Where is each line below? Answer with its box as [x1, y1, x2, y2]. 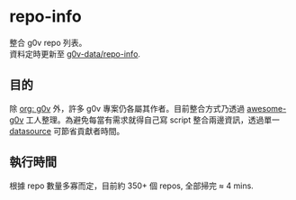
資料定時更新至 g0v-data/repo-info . [9, 48, 141, 59]
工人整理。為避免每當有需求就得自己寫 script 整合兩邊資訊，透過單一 [25, 114, 281, 125]
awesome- [247, 103, 287, 114]
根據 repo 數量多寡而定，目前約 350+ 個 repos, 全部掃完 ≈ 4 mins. [9, 180, 254, 191]
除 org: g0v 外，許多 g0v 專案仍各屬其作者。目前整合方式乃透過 [9, 103, 246, 114]
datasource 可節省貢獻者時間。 [9, 125, 125, 136]
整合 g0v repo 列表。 [9, 37, 87, 48]
